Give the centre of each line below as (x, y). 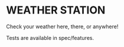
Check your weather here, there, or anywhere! (62, 26)
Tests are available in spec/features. (50, 38)
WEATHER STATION (56, 10)
